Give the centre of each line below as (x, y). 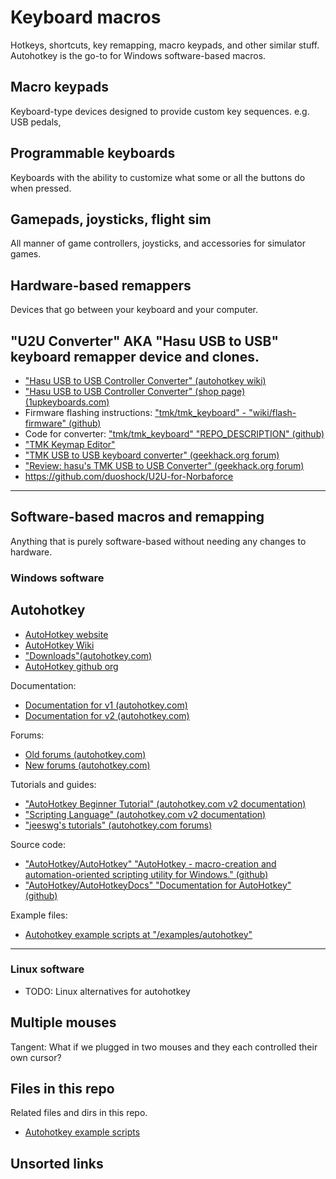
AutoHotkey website (66, 634)
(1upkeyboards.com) (67, 402)
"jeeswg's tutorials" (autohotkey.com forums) (118, 825)
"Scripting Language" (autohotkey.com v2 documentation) (145, 814)
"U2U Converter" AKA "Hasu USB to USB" (145, 341)
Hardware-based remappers (101, 285)
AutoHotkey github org (71, 666)
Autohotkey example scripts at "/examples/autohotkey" (138, 934)
